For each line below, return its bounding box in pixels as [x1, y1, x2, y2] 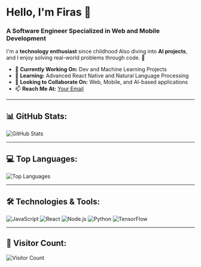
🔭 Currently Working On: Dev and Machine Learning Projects [14, 66, 167, 73]
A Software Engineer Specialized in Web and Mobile [6, 27, 160, 35]
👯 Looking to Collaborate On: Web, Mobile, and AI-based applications [14, 78, 188, 86]
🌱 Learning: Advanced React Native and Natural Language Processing [14, 72, 189, 80]
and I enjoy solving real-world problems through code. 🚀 [6, 54, 145, 62]
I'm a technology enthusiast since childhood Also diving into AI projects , [6, 48, 188, 55]
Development [6, 34, 47, 43]
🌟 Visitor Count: [6, 238, 67, 248]
